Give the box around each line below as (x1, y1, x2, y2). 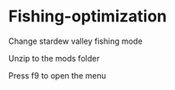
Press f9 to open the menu (8, 70, 106, 81)
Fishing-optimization (8, 6, 167, 27)
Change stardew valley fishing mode (8, 36, 144, 46)
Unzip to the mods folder (8, 53, 100, 63)
